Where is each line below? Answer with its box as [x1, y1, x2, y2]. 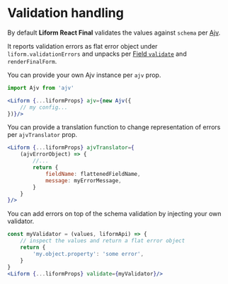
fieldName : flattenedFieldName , [45, 170, 141, 177]
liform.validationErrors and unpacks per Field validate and [7, 49, 187, 58]
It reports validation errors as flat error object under [7, 42, 158, 50]
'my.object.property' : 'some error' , [33, 250, 144, 257]
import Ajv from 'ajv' [7, 84, 74, 91]
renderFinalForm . [7, 57, 57, 65]
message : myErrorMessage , [45, 177, 122, 184]
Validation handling [7, 5, 124, 21]
